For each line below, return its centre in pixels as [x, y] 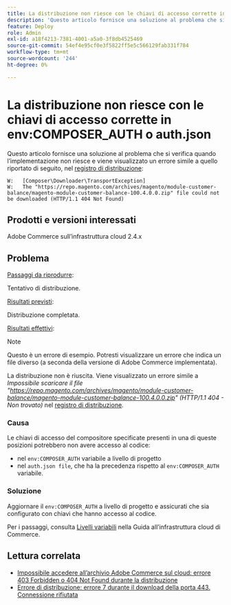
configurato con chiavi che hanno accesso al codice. [82, 513]
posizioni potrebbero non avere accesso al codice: [79, 445]
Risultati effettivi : [31, 328]
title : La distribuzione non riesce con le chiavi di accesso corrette [112, 13]
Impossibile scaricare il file [45, 383]
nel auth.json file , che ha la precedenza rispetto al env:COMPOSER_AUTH [118, 466]
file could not [198, 193]
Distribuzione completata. [44, 315]
